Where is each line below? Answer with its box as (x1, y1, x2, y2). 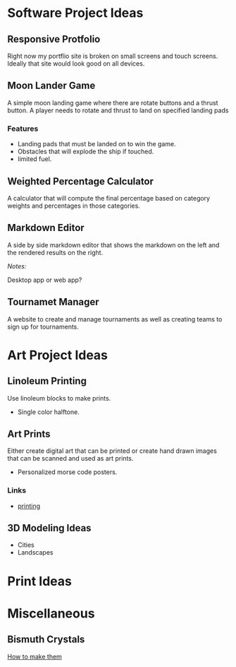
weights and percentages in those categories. (7, 201, 141, 210)
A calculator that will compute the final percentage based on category (7, 194, 210, 202)
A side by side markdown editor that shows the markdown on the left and (7, 240, 220, 249)
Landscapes (17, 548, 54, 557)
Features (7, 124, 39, 134)
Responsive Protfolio (7, 33, 101, 45)
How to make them (7, 652, 62, 661)
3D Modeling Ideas (7, 522, 92, 534)
